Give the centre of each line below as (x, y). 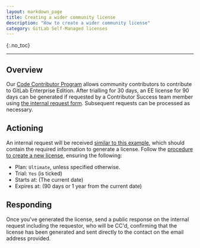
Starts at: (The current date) (49, 179)
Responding (29, 205)
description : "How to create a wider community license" (78, 23)
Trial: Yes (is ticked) (38, 173)
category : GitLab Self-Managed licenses (57, 28)
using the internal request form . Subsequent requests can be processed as (98, 103)
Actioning (25, 128)
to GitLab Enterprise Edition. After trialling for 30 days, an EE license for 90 (98, 91)
